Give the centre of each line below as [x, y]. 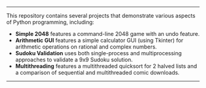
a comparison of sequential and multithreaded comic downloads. [97, 73]
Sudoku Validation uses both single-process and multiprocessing [98, 53]
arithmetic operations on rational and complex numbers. [86, 47]
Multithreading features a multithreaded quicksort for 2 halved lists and [106, 66]
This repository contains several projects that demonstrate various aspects [101, 15]
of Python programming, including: [50, 22]
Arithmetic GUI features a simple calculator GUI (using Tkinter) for [99, 40]
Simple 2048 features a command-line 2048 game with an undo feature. [107, 34]
